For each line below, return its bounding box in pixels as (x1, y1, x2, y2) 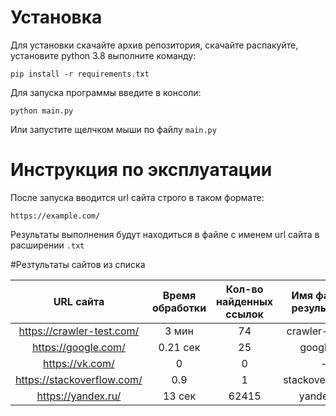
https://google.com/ (32, 340, 126, 354)
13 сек (162, 389, 197, 403)
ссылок (225, 307, 264, 321)
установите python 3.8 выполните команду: (10, 49, 197, 61)
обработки (151, 301, 207, 315)
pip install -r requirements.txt (10, 69, 150, 79)
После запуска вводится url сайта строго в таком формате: (10, 191, 265, 203)
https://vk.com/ (43, 356, 115, 370)
